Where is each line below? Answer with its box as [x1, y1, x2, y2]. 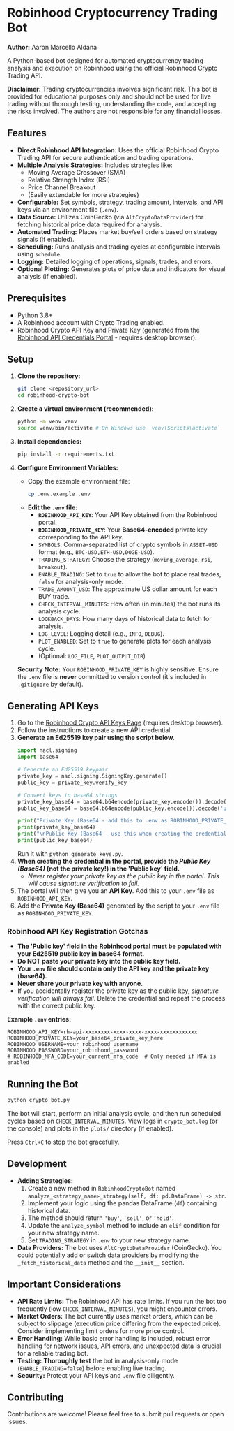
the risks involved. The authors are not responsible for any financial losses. [7, 107, 223, 115]
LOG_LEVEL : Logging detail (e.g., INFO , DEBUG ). [38, 629, 165, 637]
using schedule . [17, 249, 62, 258]
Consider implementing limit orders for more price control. [17, 1326, 185, 1335]
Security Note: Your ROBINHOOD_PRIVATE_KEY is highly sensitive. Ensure [17, 665, 219, 674]
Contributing [7, 1391, 64, 1403]
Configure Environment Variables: [17, 463, 118, 472]
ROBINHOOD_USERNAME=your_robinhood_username [7, 1041, 139, 1048]
